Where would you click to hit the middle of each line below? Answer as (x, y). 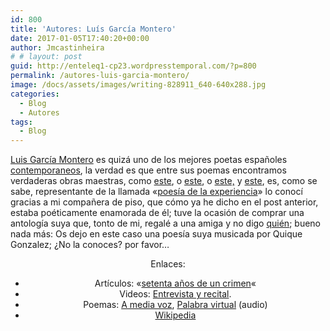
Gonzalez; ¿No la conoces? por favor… (90, 245)
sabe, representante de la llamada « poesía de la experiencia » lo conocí (156, 192)
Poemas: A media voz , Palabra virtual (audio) (175, 305)
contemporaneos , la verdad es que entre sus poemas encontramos (148, 170)
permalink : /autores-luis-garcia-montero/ (100, 76)
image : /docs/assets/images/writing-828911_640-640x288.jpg (138, 85)
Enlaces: (168, 264)
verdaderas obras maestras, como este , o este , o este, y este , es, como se (164, 181)
